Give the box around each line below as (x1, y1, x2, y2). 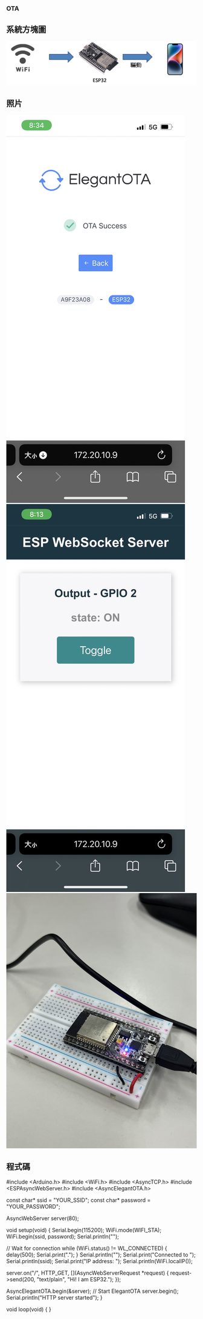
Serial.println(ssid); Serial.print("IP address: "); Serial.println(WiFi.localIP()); (6, 1257, 193, 1264)
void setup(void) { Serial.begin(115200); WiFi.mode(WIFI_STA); (6, 1226, 162, 1233)
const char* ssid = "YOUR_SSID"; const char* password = (6, 1196, 151, 1204)
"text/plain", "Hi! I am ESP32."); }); (36, 1275, 121, 1283)
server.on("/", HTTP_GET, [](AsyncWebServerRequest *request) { (6, 1269, 169, 1277)
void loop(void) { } (6, 1306, 51, 1313)
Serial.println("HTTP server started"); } (6, 1294, 103, 1301)
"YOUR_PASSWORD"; (6, 1203, 60, 1210)
